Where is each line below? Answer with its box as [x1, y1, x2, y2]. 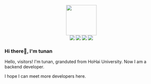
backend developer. [4, 64, 45, 70]
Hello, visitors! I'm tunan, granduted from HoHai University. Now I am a [4, 59, 147, 65]
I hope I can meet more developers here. [4, 73, 86, 79]
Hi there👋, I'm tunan [4, 48, 53, 54]
